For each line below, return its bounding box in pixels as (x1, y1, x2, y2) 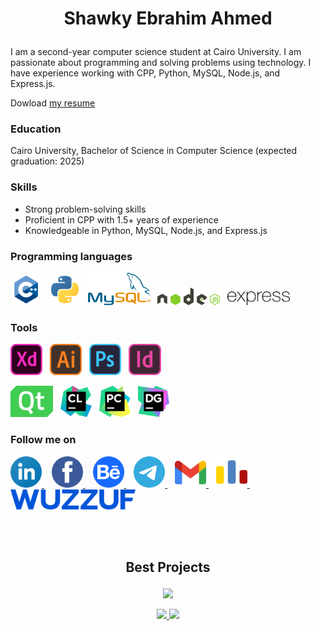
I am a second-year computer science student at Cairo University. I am (10, 46, 302, 58)
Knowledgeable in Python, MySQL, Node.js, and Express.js (24, 224, 268, 236)
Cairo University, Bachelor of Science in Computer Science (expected (10, 145, 298, 157)
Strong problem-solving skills (24, 203, 147, 215)
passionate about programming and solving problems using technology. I (10, 57, 312, 69)
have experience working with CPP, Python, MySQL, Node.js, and (10, 67, 281, 79)
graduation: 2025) (10, 155, 85, 167)
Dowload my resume (10, 97, 96, 109)
